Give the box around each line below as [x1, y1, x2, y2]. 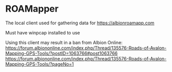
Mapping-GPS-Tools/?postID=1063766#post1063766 [5, 50, 118, 56]
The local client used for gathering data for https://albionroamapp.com [5, 20, 155, 26]
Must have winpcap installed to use [5, 29, 81, 35]
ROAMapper [5, 3, 59, 15]
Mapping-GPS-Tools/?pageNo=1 [5, 61, 74, 67]
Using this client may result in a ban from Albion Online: [5, 39, 123, 46]
